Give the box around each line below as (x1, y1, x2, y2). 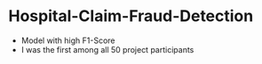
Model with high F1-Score (20, 35, 115, 46)
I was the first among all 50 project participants (20, 44, 195, 54)
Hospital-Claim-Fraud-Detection (8, 6, 254, 26)
